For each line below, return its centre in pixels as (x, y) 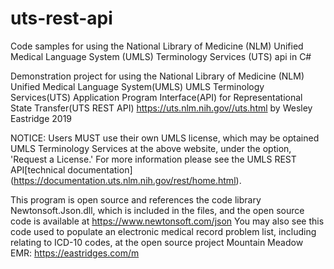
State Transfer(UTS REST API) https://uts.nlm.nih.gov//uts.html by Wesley (161, 108)
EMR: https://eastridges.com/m (75, 253)
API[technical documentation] (71, 169)
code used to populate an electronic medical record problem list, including (163, 231)
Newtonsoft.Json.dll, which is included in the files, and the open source (157, 210)
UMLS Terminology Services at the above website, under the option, (151, 148)
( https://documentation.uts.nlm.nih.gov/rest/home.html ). (126, 180)
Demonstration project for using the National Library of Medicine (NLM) (157, 76)
